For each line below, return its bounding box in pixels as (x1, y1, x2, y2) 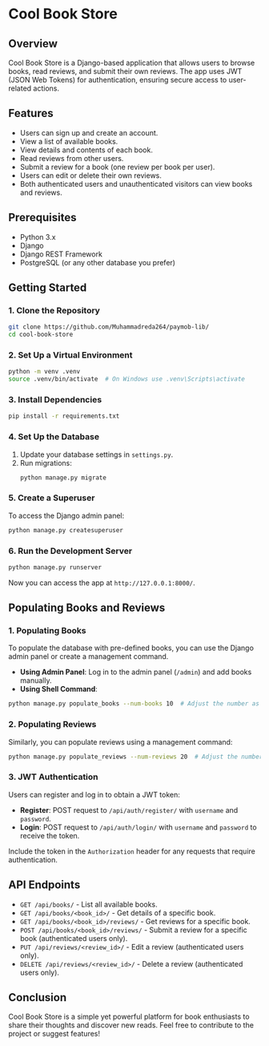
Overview (8, 37, 58, 50)
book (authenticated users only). (19, 933, 128, 943)
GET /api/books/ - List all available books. (19, 899, 158, 909)
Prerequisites (8, 211, 77, 224)
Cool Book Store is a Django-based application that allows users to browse (8, 58, 255, 67)
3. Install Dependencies (8, 394, 102, 406)
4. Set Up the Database (8, 431, 100, 442)
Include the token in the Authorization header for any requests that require (8, 846, 256, 856)
